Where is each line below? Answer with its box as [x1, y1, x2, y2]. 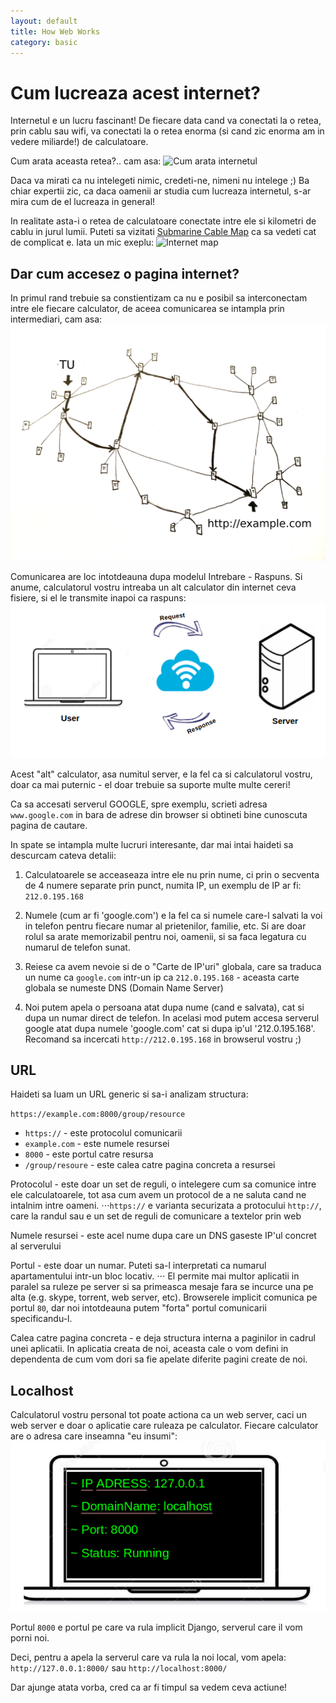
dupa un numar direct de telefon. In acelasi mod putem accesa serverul [24, 1011, 320, 1024]
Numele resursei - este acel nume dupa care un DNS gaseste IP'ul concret [10, 1230, 317, 1242]
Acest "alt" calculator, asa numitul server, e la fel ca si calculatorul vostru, [10, 768, 313, 780]
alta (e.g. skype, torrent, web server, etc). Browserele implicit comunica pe [10, 1291, 318, 1304]
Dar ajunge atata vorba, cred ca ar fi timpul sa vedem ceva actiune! [10, 1681, 288, 1693]
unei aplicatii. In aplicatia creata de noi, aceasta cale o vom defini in [10, 1343, 289, 1355]
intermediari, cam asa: [10, 313, 103, 325]
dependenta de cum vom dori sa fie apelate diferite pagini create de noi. [10, 1353, 308, 1365]
